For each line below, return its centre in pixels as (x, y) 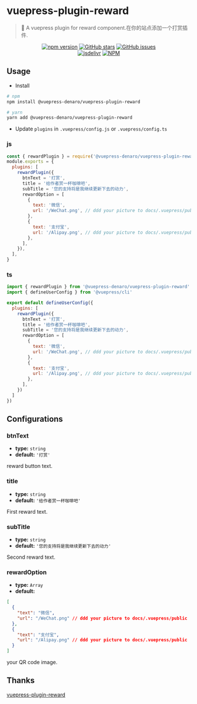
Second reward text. (31, 557)
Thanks (21, 681)
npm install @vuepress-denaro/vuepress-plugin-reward (74, 102)
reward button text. (30, 466)
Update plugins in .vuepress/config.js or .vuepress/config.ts (91, 129)
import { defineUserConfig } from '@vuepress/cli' (70, 292)
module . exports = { (30, 162)
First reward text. (27, 511)
